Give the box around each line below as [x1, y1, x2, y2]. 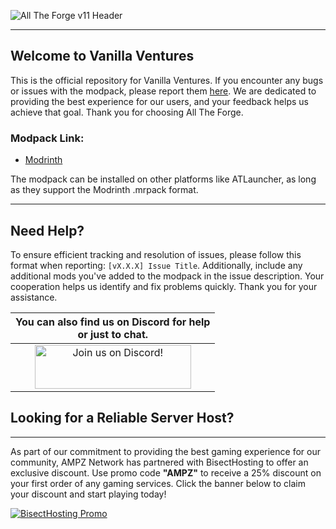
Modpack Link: [10, 131, 85, 145]
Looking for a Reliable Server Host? [10, 410, 235, 427]
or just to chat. [77, 327, 149, 341]
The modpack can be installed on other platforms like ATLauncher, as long [10, 173, 317, 185]
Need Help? [10, 222, 85, 239]
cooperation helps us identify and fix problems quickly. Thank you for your [10, 280, 318, 292]
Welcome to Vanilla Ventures [10, 48, 195, 65]
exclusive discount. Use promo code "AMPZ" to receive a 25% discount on [10, 466, 322, 479]
